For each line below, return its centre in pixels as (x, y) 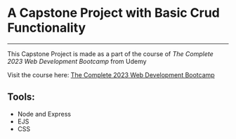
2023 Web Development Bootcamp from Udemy (77, 61)
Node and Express (44, 114)
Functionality (47, 28)
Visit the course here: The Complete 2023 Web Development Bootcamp (111, 74)
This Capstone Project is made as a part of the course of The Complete (110, 53)
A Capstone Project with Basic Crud (113, 13)
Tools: (21, 97)
